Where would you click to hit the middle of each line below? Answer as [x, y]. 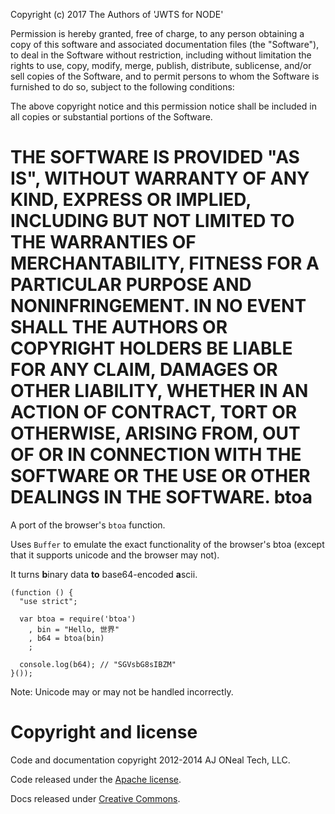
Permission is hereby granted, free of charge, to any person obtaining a [157, 33]
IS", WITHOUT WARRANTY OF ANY [160, 178]
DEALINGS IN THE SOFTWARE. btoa [161, 497]
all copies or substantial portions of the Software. [111, 117]
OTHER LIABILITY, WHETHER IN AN [159, 391]
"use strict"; [48, 601]
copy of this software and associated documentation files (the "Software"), [165, 44]
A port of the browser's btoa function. [88, 525]
